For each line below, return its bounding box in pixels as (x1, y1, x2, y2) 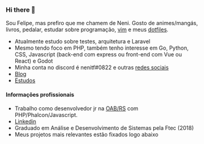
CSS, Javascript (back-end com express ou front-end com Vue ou (14, 51, 182, 58)
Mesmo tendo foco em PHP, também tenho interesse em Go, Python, (14, 44, 189, 51)
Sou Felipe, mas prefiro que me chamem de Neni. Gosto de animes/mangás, (6, 20, 198, 27)
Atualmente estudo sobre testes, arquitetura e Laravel (14, 38, 151, 45)
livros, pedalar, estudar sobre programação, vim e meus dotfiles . (6, 26, 169, 33)
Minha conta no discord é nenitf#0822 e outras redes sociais (14, 64, 169, 71)
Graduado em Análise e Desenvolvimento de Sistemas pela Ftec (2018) (14, 124, 194, 131)
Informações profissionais (6, 91, 75, 98)
